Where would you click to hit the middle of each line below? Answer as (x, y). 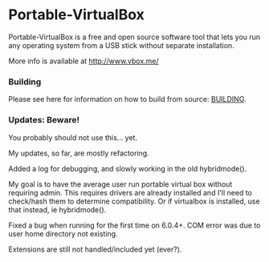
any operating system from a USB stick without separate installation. (121, 45)
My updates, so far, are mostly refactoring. (79, 153)
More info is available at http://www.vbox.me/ (84, 61)
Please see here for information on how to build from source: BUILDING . (128, 99)
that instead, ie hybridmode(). (57, 209)
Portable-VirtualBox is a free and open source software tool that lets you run (134, 37)
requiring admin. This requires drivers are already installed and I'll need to (130, 192)
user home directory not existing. (63, 233)
